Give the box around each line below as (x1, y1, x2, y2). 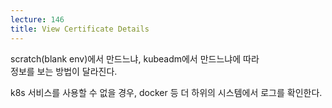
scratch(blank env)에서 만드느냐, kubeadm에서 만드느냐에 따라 (10, 52, 260, 65)
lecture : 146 (10, 14, 65, 25)
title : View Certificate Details (10, 24, 150, 34)
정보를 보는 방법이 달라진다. (10, 65, 118, 77)
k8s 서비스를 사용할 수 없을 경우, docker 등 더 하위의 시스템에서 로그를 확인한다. (10, 86, 323, 98)
